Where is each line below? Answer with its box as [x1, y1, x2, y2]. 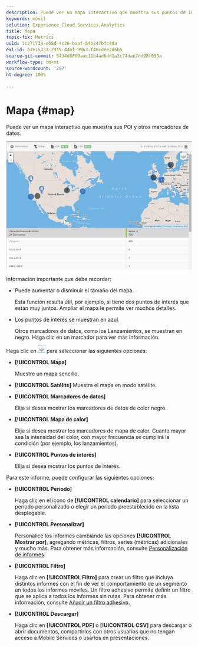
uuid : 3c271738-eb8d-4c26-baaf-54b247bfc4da [6, 41, 117, 47]
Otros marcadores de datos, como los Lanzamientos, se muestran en [14, 328, 183, 335]
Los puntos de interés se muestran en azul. [14, 316, 120, 323]
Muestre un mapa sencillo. [14, 370, 80, 377]
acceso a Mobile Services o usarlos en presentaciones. [14, 634, 149, 642]
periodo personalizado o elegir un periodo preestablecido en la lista [14, 503, 179, 510]
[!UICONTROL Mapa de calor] [14, 416, 88, 423]
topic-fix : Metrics [6, 34, 54, 41]
